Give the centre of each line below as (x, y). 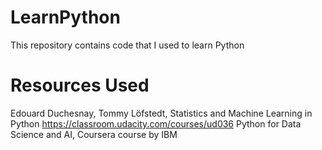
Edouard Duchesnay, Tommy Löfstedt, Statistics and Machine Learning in (161, 113)
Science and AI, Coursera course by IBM (94, 134)
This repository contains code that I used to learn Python (127, 45)
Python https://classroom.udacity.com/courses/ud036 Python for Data (156, 123)
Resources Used (80, 85)
